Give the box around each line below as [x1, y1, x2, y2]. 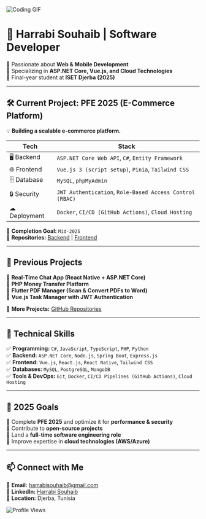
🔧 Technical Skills [6, 329, 75, 339]
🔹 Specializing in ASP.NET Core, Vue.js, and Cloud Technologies [6, 67, 173, 74]
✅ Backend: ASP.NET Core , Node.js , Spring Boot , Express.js [6, 352, 158, 359]
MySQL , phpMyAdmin [56, 176, 107, 185]
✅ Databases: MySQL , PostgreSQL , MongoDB [6, 365, 110, 373]
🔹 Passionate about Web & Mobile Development [6, 60, 129, 68]
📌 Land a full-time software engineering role [6, 431, 121, 439]
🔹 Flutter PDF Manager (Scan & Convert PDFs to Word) [6, 286, 148, 294]
